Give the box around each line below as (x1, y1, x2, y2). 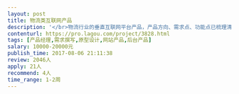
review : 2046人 (7, 57, 51, 64)
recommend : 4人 (7, 69, 51, 76)
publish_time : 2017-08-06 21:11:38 (7, 50, 113, 57)
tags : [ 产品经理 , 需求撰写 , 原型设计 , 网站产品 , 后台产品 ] (7, 37, 152, 44)
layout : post (7, 10, 46, 18)
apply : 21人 (7, 63, 42, 70)
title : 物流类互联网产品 (7, 17, 73, 24)
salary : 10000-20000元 (7, 43, 73, 50)
